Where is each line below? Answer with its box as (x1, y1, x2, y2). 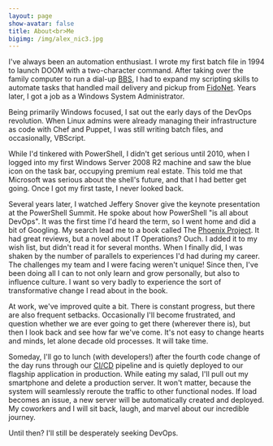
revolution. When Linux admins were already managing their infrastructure (8, 116, 258, 126)
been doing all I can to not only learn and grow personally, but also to (8, 269, 240, 278)
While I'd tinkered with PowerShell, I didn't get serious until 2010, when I (8, 149, 250, 159)
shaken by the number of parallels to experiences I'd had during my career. (8, 251, 260, 261)
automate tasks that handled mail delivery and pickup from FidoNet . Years (8, 83, 257, 93)
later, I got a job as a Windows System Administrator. (8, 91, 185, 102)
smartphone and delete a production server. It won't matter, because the (8, 378, 252, 387)
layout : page (8, 11, 53, 20)
